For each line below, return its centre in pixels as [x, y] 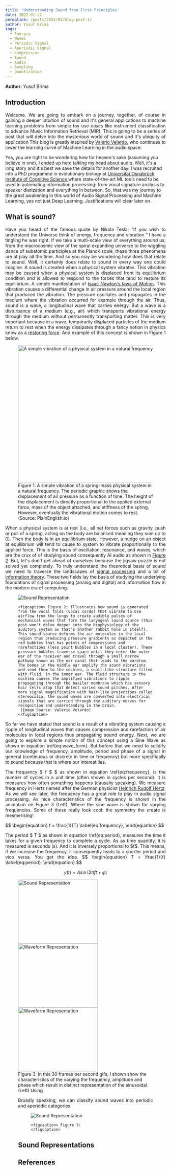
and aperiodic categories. [45, 1106]
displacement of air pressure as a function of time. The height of [85, 496]
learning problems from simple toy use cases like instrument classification [85, 125]
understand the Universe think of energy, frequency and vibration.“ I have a [85, 235]
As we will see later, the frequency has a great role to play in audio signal [85, 793]
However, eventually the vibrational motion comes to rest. [78, 513]
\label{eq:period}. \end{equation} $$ [44, 862]
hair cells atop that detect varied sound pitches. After [81, 688]
